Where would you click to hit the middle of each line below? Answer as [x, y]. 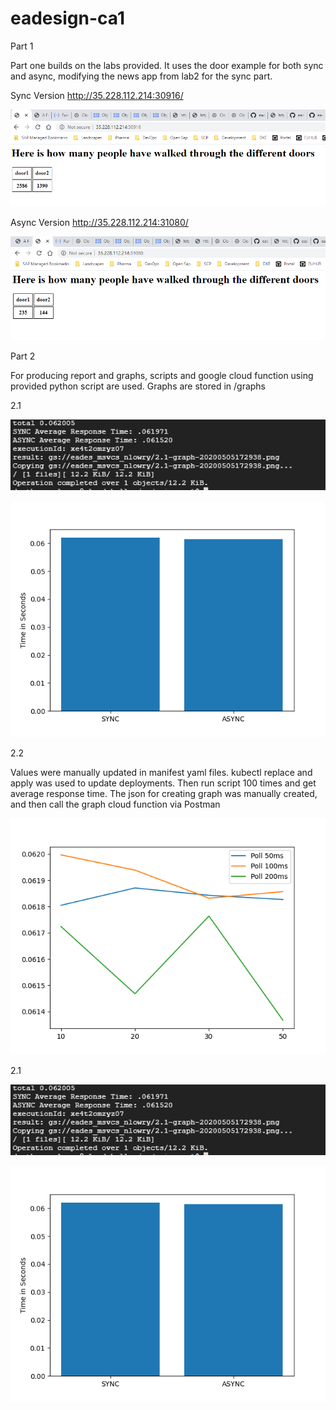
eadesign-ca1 [67, 18]
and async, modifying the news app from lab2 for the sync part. [141, 76]
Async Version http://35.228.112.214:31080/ [99, 223]
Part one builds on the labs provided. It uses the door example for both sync [167, 65]
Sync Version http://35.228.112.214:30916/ [97, 95]
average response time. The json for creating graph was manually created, [164, 794]
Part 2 [23, 356]
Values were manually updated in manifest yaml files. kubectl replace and [161, 773]
